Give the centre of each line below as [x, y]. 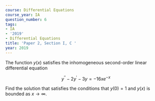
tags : [11, 24]
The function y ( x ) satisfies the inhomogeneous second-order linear [76, 62]
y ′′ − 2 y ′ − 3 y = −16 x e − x [86, 78]
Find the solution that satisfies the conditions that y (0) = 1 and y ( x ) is [78, 89]
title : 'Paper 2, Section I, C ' [41, 43]
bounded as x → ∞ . [26, 94]
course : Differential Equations [40, 10]
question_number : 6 [26, 19]
